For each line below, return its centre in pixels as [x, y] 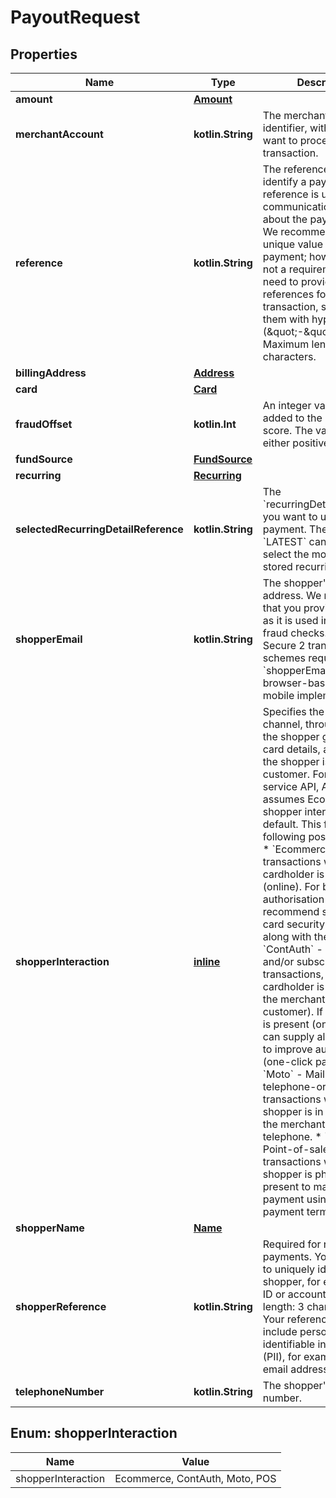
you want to [290, 516]
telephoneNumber [60, 1391]
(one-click [287, 1061]
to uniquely [289, 1269]
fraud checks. [295, 633]
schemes [284, 658]
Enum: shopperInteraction [94, 1433]
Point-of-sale [295, 1149]
